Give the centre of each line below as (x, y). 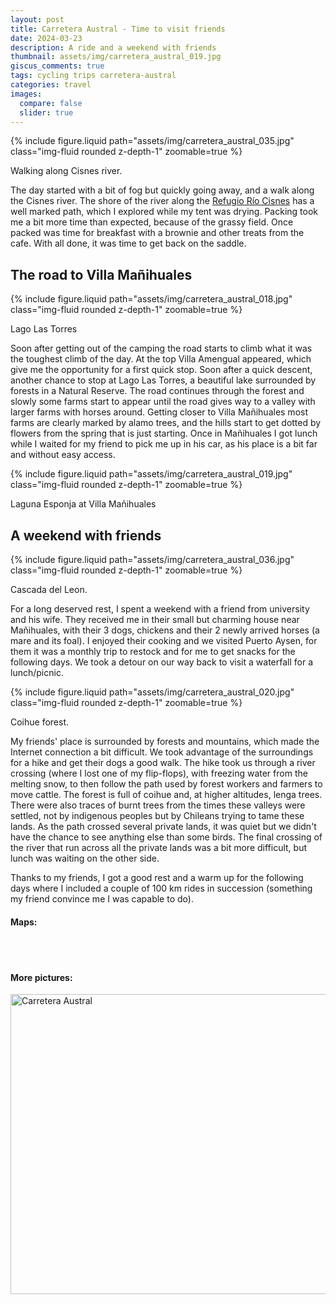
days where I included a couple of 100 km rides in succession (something (161, 888)
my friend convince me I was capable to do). (102, 899)
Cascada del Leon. (49, 589)
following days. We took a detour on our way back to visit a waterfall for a (161, 662)
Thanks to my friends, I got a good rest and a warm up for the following (157, 877)
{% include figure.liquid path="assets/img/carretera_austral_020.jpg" (152, 692)
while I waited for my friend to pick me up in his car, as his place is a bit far (164, 444)
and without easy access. (63, 455)
